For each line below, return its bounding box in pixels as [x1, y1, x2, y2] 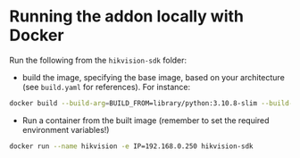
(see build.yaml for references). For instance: [21, 81, 191, 92]
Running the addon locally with [9, 6, 244, 27]
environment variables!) [21, 124, 110, 135]
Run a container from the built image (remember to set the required [21, 114, 270, 126]
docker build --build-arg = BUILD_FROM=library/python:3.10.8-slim [9, 98, 257, 108]
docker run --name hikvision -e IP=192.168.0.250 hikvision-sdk [9, 141, 254, 151]
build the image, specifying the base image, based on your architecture [21, 71, 286, 82]
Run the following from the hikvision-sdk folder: [9, 54, 187, 65]
